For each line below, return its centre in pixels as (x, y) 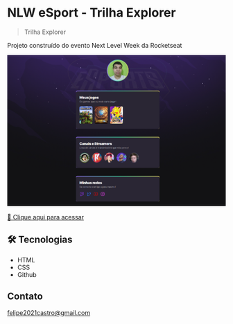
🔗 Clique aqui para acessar (46, 217)
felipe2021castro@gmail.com (49, 313)
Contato (25, 296)
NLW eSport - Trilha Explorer (92, 13)
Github (27, 274)
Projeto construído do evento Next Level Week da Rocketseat (95, 45)
